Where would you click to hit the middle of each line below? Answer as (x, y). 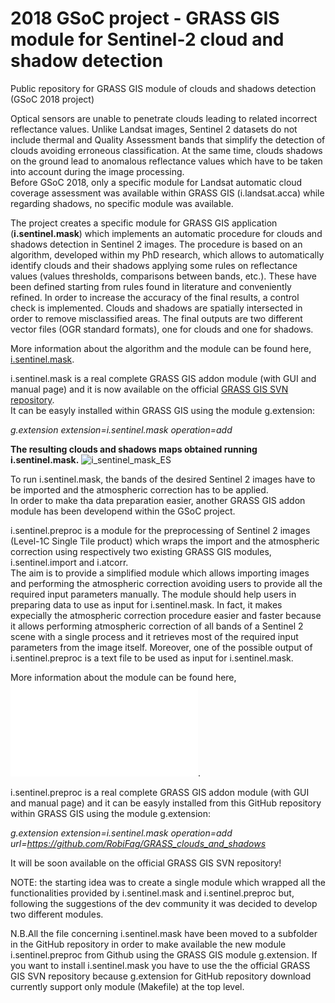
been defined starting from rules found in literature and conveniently (151, 286)
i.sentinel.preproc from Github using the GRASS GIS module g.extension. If (164, 954)
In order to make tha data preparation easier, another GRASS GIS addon (158, 500)
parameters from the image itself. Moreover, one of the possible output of (161, 647)
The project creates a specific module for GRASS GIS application (144, 223)
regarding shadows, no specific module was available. (122, 203)
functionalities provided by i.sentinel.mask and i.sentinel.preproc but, (152, 893)
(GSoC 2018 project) (52, 99)
